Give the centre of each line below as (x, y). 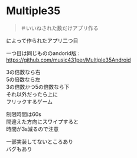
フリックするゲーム (30, 101)
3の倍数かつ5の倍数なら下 (38, 86)
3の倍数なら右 (23, 72)
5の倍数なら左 (23, 79)
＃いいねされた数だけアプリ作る (59, 28)
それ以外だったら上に (32, 94)
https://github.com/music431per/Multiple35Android (68, 60)
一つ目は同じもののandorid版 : (43, 53)
